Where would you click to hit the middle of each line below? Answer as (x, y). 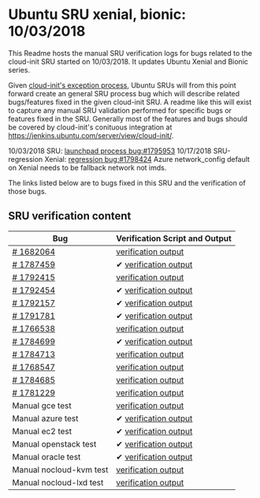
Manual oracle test (46, 457)
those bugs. (28, 191)
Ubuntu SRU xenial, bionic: (97, 15)
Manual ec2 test (42, 431)
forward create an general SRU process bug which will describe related (124, 93)
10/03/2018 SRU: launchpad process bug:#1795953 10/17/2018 (110, 151)
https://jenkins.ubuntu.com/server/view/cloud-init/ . (91, 135)
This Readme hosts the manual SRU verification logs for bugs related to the (130, 53)
